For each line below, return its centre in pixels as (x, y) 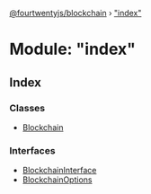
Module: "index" (73, 49)
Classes (27, 108)
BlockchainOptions (57, 180)
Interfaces (32, 150)
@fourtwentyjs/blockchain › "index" (75, 13)
